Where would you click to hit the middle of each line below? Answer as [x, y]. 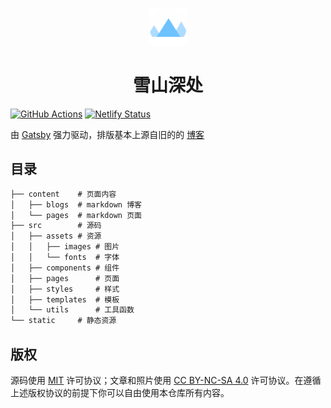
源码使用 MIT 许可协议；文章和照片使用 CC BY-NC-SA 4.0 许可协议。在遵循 [166, 380]
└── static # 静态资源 [63, 321]
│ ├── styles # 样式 [65, 289]
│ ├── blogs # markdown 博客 [76, 204]
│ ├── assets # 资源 [56, 236]
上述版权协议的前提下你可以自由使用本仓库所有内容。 [120, 392]
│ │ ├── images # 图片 [65, 247]
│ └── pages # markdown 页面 [76, 215]
